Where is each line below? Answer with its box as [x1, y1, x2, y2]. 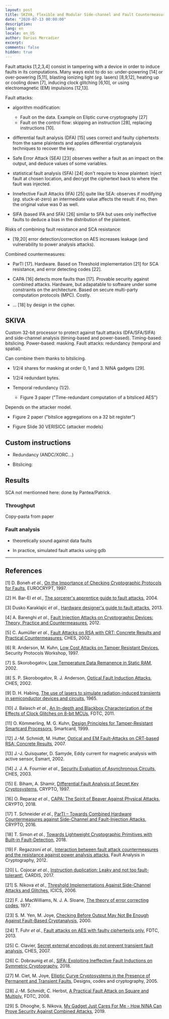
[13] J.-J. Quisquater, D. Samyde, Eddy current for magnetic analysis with [5, 751, 157, 757]
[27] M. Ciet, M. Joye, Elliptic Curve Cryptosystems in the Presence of [5, 973, 150, 979]
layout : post [5, 7, 33, 13]
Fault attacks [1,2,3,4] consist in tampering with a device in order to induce [5, 63, 160, 70]
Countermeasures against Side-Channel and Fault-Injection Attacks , [5, 817, 147, 823]
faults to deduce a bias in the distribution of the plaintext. [12, 216, 131, 222]
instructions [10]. [20, 124, 55, 131]
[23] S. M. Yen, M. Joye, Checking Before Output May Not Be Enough [5, 912, 149, 918]
